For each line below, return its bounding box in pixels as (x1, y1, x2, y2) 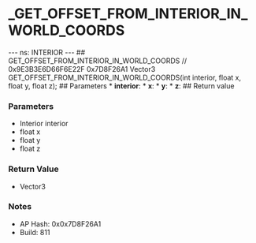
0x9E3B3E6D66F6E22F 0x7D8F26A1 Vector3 (8, 64, 156, 73)
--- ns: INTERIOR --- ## (8, 47, 86, 57)
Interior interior (19, 119, 69, 129)
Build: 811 (19, 227, 50, 237)
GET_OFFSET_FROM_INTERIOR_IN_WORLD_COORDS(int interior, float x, (8, 73, 242, 82)
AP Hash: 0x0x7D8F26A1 (19, 219, 102, 229)
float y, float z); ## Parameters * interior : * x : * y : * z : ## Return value (8, 80, 235, 91)
